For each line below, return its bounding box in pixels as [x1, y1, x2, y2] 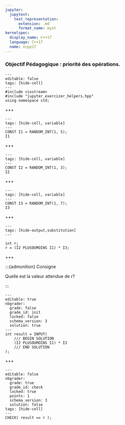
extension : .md [18, 21, 50, 26]
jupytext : [9, 12, 30, 17]
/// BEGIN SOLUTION [14, 336, 54, 341]
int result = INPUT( [5, 332, 48, 337]
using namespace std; [5, 98, 50, 103]
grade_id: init [9, 310, 41, 315]
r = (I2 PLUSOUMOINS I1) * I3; [5, 245, 70, 250]
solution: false [9, 402, 43, 407]
